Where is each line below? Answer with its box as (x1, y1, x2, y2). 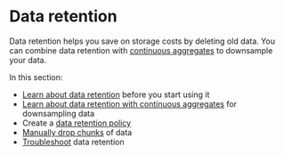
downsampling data (21, 108, 95, 118)
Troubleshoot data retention (21, 136, 125, 147)
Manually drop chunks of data (21, 126, 133, 137)
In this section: (9, 71, 63, 82)
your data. (9, 54, 47, 65)
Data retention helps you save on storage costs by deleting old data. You (9, 36, 276, 46)
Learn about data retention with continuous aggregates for (21, 98, 238, 109)
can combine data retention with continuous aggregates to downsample (9, 45, 273, 55)
